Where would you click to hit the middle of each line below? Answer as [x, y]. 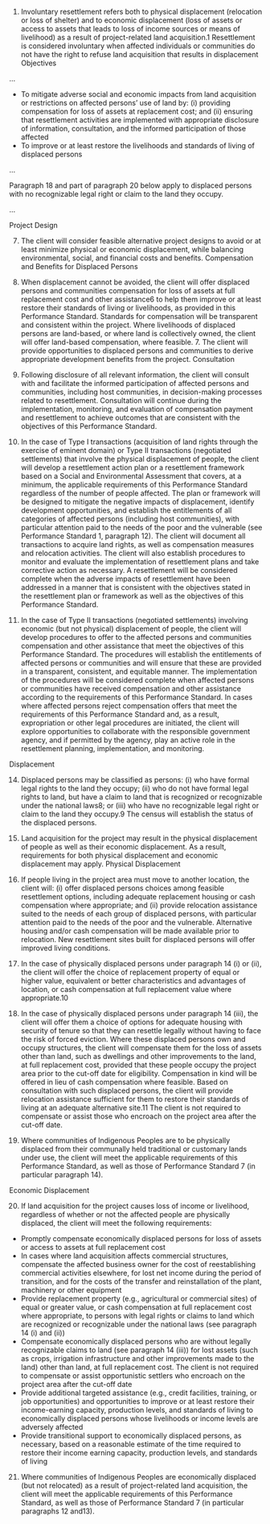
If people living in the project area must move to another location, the [135, 879]
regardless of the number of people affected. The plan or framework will [140, 493]
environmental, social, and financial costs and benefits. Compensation [137, 258]
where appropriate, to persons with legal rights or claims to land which [137, 1316]
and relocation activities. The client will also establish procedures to [133, 553]
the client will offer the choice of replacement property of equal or [130, 972]
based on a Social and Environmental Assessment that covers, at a [131, 476]
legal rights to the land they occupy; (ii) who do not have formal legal [135, 788]
